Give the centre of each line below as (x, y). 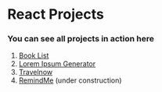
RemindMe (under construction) (70, 80)
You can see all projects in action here (81, 39)
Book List (34, 55)
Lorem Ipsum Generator (57, 64)
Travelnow (35, 73)
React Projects (56, 14)
